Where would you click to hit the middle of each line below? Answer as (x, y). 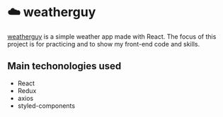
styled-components (46, 106)
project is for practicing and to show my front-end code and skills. (104, 44)
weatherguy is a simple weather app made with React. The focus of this (112, 36)
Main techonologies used (64, 66)
